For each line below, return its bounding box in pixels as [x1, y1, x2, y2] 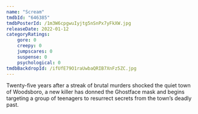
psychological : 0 [17, 59, 61, 65]
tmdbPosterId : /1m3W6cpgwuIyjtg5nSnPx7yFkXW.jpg [6, 20, 131, 26]
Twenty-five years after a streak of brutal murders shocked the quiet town [6, 82, 191, 89]
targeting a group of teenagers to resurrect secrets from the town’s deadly [6, 95, 192, 102]
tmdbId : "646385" [6, 15, 50, 21]
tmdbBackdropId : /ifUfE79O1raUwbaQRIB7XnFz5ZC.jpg [6, 65, 137, 72]
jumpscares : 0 [17, 49, 53, 55]
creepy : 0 [17, 43, 42, 49]
